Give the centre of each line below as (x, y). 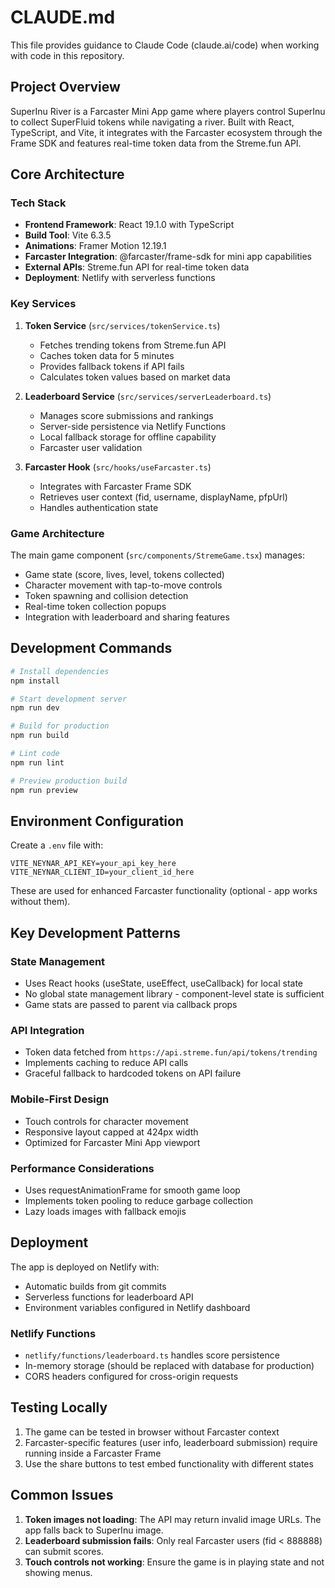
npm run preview (44, 790)
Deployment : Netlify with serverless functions (120, 278)
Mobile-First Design (60, 1099)
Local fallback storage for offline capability (128, 437)
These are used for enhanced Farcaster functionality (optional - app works (164, 891)
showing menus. (58, 1572)
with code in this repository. (67, 55)
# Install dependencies (60, 671)
